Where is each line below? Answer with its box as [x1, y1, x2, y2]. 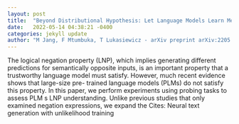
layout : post [7, 10, 46, 18]
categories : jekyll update [7, 30, 87, 38]
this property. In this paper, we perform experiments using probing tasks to [7, 86, 228, 95]
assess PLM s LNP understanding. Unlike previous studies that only [7, 94, 205, 103]
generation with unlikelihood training [7, 109, 115, 118]
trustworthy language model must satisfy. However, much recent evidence [7, 72, 225, 80]
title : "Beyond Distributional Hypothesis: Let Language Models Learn [7, 17, 224, 24]
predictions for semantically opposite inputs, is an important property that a [7, 64, 229, 72]
